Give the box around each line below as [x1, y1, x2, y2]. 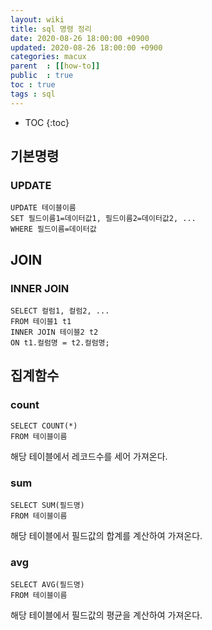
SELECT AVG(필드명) [10, 580, 85, 590]
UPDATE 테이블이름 [10, 203, 77, 213]
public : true [10, 71, 74, 81]
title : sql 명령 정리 [10, 24, 92, 34]
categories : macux [10, 52, 87, 62]
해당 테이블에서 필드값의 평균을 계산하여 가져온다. [10, 609, 203, 621]
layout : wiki [10, 14, 65, 25]
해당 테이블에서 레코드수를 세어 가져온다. [10, 450, 168, 462]
